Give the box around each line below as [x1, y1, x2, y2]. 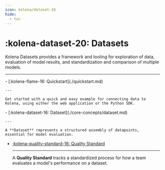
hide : [5, 12, 16, 17]
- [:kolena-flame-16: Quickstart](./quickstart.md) [5, 78, 103, 84]
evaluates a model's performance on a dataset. [12, 160, 108, 166]
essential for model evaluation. [5, 132, 74, 137]
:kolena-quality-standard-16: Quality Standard [12, 141, 105, 147]
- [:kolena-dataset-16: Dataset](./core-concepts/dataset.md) [5, 109, 128, 116]
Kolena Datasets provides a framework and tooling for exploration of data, [5, 54, 155, 60]
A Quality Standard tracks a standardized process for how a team [12, 155, 146, 161]
